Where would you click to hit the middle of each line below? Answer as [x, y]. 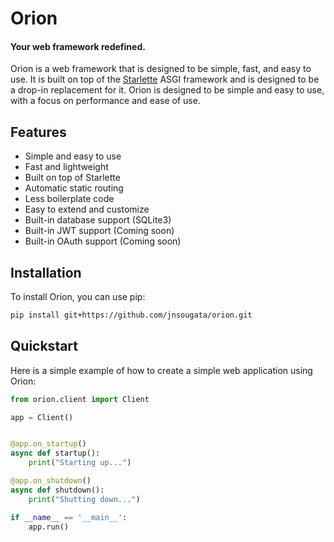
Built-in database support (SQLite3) [98, 220]
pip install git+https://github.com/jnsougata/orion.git [131, 315]
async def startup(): [55, 453]
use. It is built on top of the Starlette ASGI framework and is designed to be [165, 79]
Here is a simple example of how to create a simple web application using [161, 370]
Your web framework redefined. [78, 46]
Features [38, 132]
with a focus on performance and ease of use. [105, 101]
